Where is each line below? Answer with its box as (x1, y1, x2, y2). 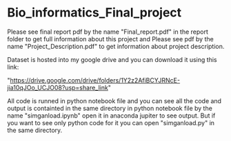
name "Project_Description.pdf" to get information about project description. (7, 42, 225, 50)
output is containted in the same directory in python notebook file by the (7, 104, 212, 112)
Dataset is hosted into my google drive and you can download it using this (7, 55, 217, 63)
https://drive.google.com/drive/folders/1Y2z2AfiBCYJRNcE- (10, 76, 181, 84)
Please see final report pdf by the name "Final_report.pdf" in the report (7, 28, 209, 36)
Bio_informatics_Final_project (7, 5, 182, 21)
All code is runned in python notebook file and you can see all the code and (7, 96, 222, 105)
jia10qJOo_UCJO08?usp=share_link (7, 83, 108, 91)
